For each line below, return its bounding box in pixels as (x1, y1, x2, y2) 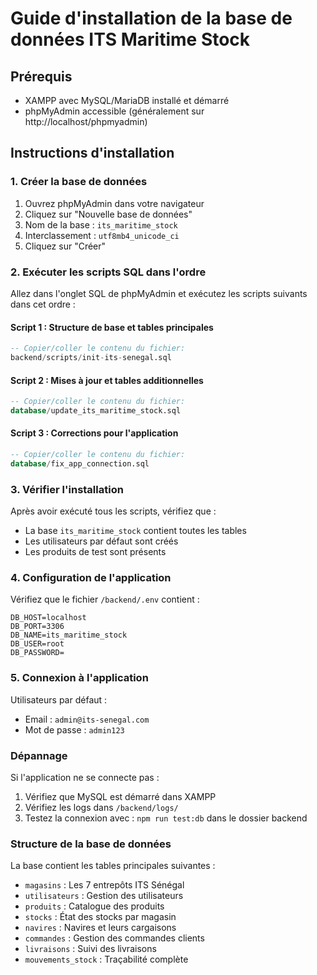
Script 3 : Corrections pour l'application (10, 427, 179, 439)
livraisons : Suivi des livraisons (24, 943, 157, 955)
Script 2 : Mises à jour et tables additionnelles (10, 374, 204, 386)
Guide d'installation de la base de (10, 7, 293, 30)
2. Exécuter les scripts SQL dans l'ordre (10, 265, 207, 279)
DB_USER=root (10, 639, 65, 649)
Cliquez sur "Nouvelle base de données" (24, 208, 193, 220)
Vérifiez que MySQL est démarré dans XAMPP (24, 791, 217, 803)
